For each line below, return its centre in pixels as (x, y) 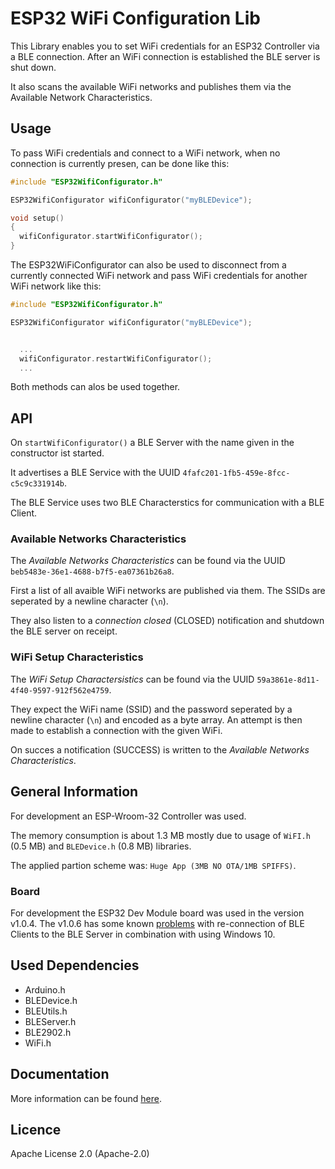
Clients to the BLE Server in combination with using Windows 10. (143, 934)
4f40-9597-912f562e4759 (60, 690)
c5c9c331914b (37, 484)
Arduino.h (45, 989)
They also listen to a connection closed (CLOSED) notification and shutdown (167, 621)
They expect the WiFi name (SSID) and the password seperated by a (151, 709)
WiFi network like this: (56, 286)
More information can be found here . (86, 1098)
